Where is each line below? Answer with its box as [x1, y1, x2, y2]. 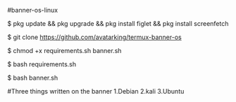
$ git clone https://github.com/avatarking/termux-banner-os [7, 33, 182, 41]
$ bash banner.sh [7, 73, 58, 82]
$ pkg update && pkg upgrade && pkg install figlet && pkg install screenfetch [7, 20, 229, 27]
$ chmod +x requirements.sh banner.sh [7, 47, 122, 54]
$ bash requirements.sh [7, 60, 76, 68]
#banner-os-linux [7, 6, 58, 14]
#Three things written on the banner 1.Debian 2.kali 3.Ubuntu [7, 87, 185, 95]
